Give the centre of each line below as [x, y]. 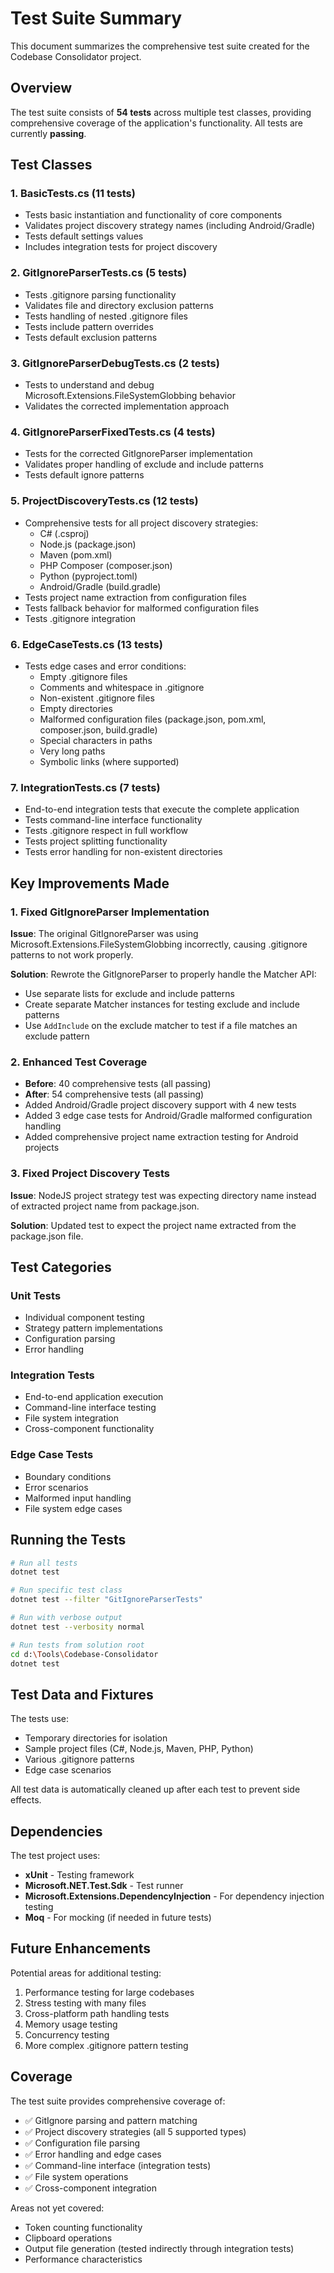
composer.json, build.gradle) [98, 729]
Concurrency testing [67, 2034]
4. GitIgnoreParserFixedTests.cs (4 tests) [113, 432]
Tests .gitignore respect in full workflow [106, 831]
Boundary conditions [68, 1476]
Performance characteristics [83, 2259]
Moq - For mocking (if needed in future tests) [118, 1918]
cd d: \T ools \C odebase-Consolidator [84, 1654]
